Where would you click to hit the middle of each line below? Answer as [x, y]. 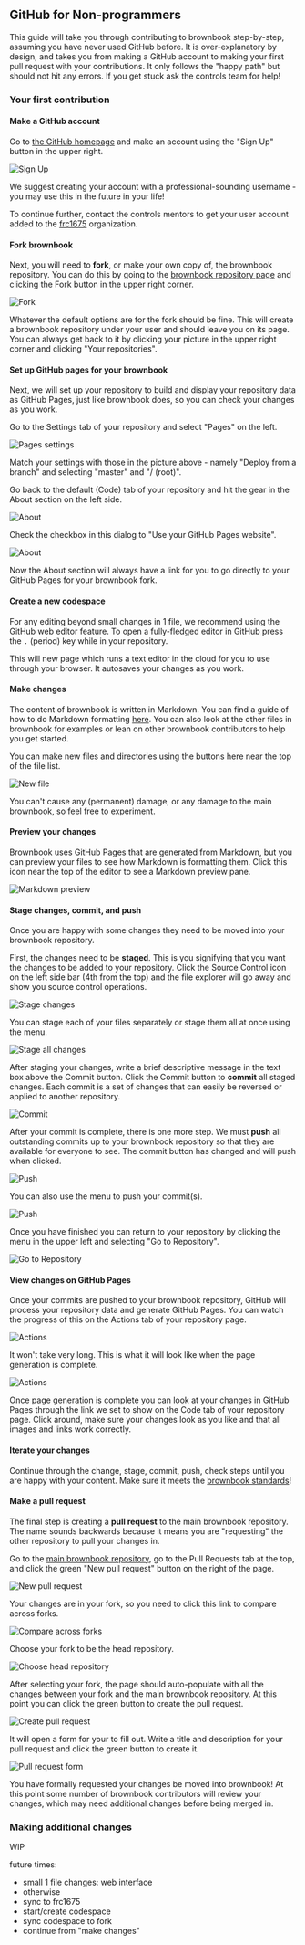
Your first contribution [60, 100]
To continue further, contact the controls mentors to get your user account [149, 214]
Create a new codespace [57, 601]
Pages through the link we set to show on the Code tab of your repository [147, 1410]
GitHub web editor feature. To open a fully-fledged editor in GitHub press [147, 631]
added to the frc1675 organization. [74, 224]
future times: [33, 1865]
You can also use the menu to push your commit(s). [106, 1196]
